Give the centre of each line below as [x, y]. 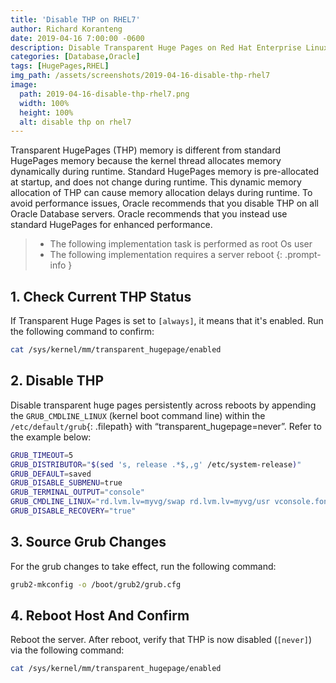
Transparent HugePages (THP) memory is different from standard [146, 150]
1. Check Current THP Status [101, 296]
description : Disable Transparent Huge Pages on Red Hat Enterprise [156, 47]
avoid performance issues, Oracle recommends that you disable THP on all [164, 203]
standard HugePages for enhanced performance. [111, 225]
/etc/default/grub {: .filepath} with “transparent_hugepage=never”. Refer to [166, 426]
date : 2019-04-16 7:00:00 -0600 [77, 38]
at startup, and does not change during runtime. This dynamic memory [156, 182]
